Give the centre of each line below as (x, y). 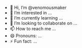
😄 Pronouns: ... (26, 36)
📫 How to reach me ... (33, 29)
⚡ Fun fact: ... (23, 41)
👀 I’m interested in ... (31, 13)
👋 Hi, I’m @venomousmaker (38, 8)
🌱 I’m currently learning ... (36, 18)
